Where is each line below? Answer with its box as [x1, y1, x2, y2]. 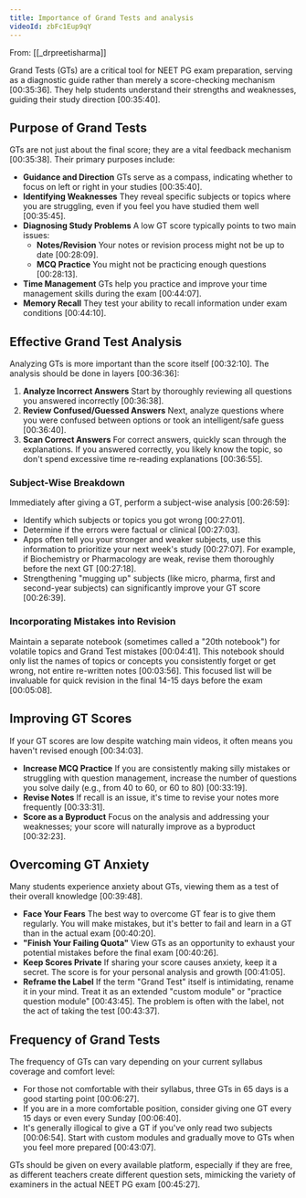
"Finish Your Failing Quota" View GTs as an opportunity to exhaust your [22, 938, 295, 949]
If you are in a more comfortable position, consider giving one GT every [22, 1103, 292, 1114]
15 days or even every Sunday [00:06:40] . [22, 1113, 182, 1124]
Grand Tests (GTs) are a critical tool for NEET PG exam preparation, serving [9, 65, 293, 76]
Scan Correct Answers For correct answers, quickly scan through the [22, 435, 287, 446]
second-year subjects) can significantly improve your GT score [22, 583, 261, 594]
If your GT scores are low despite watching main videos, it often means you [9, 735, 294, 746]
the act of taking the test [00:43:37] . [22, 1005, 160, 1016]
